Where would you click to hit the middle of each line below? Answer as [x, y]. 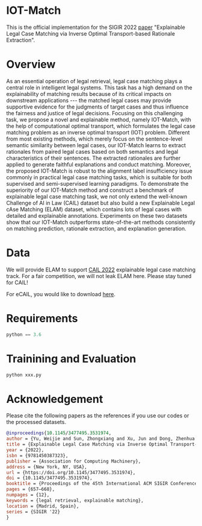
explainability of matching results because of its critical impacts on [89, 93]
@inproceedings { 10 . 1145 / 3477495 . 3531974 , [59, 433]
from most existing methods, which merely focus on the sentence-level [94, 139]
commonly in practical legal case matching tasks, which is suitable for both [99, 177]
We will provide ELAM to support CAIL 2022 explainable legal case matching [101, 270]
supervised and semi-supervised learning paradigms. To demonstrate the [97, 183]
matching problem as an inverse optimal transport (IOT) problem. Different [98, 132]
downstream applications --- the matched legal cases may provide [89, 100]
